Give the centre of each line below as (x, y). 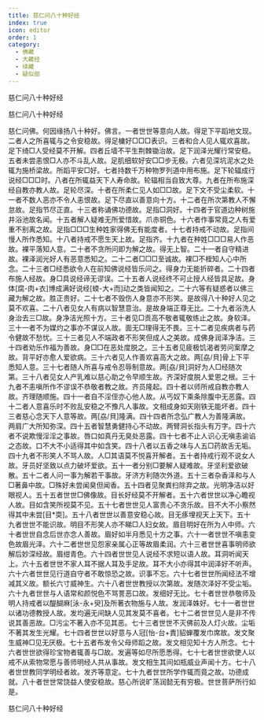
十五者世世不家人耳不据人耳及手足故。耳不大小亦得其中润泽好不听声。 (142, 563)
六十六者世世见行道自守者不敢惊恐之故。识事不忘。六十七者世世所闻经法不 (128, 573)
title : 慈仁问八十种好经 (44, 15)
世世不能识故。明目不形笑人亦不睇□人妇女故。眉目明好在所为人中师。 (135, 524)
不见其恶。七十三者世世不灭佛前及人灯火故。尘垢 (176, 622)
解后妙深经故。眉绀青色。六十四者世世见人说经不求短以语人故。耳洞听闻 (125, 554)
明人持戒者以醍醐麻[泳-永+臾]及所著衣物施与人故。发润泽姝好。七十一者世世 (132, 603)
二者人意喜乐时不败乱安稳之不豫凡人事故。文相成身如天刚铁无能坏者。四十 (135, 406)
